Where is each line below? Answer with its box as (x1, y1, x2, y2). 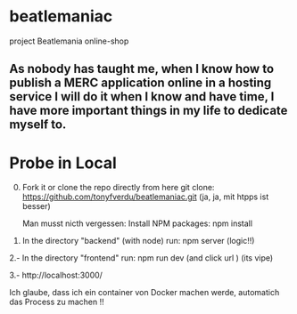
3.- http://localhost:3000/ (9, 270, 103, 281)
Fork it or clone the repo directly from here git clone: (21, 182, 215, 193)
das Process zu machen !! (9, 296, 104, 308)
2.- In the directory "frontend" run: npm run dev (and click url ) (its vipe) (9, 253, 274, 263)
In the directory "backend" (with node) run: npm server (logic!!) (21, 236, 255, 246)
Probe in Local (9, 153, 118, 173)
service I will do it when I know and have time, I (9, 89, 275, 104)
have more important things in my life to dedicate (9, 103, 288, 118)
